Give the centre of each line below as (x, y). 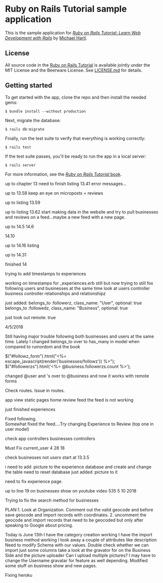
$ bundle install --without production (45, 111)
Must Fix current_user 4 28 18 (35, 448)
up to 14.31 (16, 255)
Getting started (29, 85)
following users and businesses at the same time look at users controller (77, 288)
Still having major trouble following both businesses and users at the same (80, 336)
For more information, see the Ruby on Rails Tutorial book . (63, 174)
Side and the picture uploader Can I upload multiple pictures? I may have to (80, 555)
